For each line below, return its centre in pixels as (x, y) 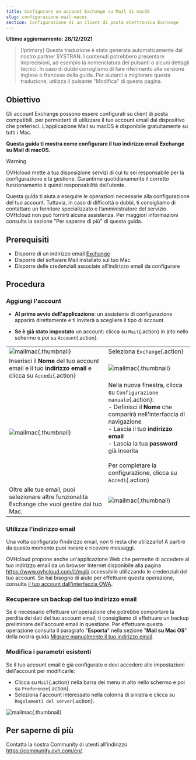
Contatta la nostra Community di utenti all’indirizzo (67, 745)
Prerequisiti (28, 239)
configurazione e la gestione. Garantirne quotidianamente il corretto (87, 179)
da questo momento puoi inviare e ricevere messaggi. (71, 548)
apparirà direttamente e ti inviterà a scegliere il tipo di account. (90, 320)
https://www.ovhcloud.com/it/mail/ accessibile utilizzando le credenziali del (97, 571)
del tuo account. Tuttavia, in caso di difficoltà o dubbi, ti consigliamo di (91, 203)
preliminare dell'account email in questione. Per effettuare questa (85, 624)
